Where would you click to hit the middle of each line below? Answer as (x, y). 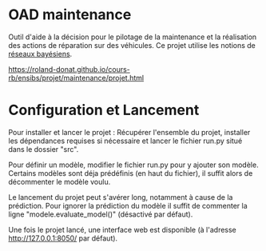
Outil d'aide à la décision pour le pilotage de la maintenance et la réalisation (133, 37)
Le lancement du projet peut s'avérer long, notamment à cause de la (121, 197)
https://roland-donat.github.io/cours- (69, 69)
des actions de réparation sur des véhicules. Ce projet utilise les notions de (132, 45)
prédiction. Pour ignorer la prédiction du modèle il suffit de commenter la (128, 205)
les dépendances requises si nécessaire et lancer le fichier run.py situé (125, 141)
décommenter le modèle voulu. (60, 181)
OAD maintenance (70, 15)
